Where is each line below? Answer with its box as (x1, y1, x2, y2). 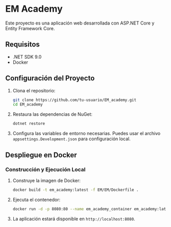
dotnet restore (12, 121, 45, 127)
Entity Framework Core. (5, 25, 55, 31)
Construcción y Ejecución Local (5, 166, 86, 173)
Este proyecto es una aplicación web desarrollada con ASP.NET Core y (5, 20, 155, 26)
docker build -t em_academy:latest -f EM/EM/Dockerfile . (12, 187, 139, 192)
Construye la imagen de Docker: (12, 177, 81, 184)
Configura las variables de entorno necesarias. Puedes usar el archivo (12, 131, 161, 137)
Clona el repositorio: (12, 87, 56, 93)
